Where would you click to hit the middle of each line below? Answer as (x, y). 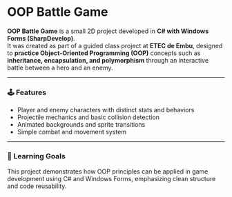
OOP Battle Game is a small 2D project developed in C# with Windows (108, 31)
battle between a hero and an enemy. (60, 68)
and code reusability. (37, 186)
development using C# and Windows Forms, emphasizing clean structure (112, 178)
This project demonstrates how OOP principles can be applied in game (108, 171)
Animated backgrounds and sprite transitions (81, 125)
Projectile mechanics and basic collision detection (88, 117)
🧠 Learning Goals (36, 156)
